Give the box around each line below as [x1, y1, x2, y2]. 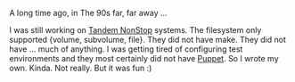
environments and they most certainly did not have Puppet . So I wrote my [9, 53, 279, 63]
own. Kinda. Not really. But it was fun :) [9, 62, 152, 73]
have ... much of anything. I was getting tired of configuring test [9, 44, 243, 54]
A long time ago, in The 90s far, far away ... [9, 8, 168, 18]
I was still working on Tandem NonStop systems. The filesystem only [9, 25, 262, 35]
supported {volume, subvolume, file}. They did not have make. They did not [9, 35, 287, 45]
